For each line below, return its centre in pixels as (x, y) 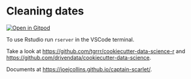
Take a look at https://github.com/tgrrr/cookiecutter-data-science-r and (96, 51)
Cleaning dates (45, 11)
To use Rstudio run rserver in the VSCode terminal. (70, 39)
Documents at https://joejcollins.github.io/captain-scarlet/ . (79, 69)
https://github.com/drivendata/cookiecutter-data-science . (79, 57)
